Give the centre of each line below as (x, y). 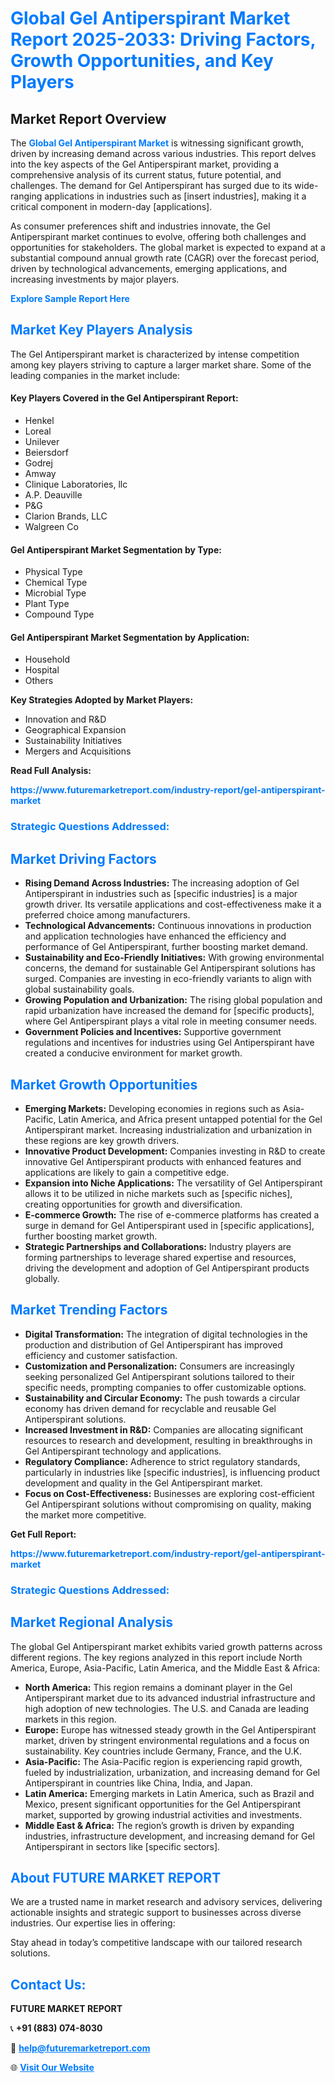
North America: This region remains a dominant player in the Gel (158, 1687)
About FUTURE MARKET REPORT (116, 1877)
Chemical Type (56, 583)
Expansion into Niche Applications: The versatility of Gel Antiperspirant (173, 1183)
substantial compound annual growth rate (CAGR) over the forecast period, (165, 258)
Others (39, 681)
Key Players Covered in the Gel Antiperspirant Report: (124, 398)
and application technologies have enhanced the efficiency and (155, 936)
